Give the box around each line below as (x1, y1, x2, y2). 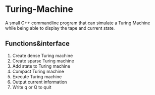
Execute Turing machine (12, 73, 62, 80)
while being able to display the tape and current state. (5, 25, 115, 31)
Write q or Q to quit (12, 84, 52, 90)
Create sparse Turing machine (12, 58, 74, 64)
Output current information (12, 79, 67, 85)
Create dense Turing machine (12, 52, 73, 58)
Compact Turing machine (12, 68, 64, 74)
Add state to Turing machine (12, 63, 70, 69)
